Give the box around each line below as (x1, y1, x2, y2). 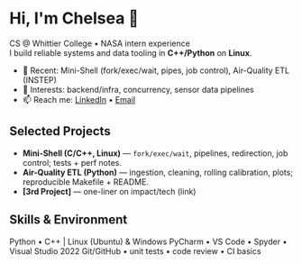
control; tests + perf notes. (22, 157, 123, 168)
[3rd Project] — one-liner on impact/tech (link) (22, 186, 197, 196)
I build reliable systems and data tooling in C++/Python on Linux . (9, 47, 252, 58)
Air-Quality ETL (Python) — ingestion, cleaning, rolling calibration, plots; (22, 167, 294, 178)
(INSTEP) (22, 74, 57, 85)
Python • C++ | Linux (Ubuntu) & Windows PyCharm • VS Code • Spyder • (9, 236, 288, 247)
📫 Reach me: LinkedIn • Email (22, 94, 136, 105)
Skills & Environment (9, 212, 128, 228)
